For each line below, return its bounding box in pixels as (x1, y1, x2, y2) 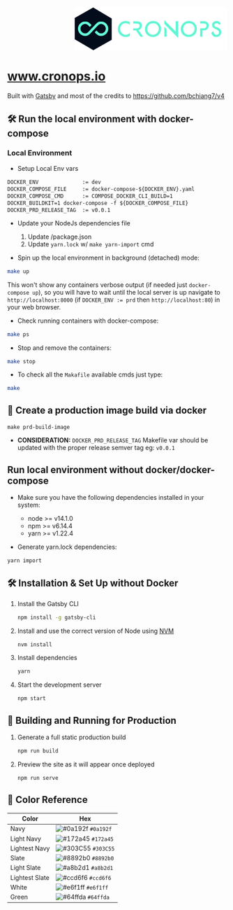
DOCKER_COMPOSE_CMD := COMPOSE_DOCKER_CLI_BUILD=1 (7, 192, 173, 199)
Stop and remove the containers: (17, 343, 112, 352)
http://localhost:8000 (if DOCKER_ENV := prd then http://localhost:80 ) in (7, 295, 220, 304)
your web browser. (7, 302, 61, 311)
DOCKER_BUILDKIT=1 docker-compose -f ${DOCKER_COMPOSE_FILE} (7, 199, 189, 206)
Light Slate (10, 864, 41, 872)
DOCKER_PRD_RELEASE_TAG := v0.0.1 (7, 206, 111, 213)
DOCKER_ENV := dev (7, 178, 101, 185)
